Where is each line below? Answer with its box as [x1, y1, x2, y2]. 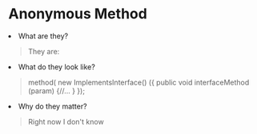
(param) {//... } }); [27, 85, 86, 96]
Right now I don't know [27, 116, 104, 126]
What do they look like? [18, 61, 96, 72]
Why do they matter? [18, 101, 87, 111]
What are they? [18, 31, 69, 41]
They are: [27, 46, 60, 56]
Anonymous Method [8, 5, 148, 23]
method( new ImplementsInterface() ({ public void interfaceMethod [27, 77, 250, 87]
